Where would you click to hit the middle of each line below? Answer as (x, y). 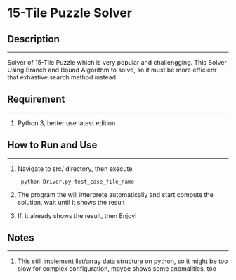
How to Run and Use (52, 145)
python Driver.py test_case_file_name (78, 182)
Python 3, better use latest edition (66, 123)
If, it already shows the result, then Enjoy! (77, 215)
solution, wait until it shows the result (71, 202)
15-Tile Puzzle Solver (70, 13)
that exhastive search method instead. (63, 77)
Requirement (36, 100)
